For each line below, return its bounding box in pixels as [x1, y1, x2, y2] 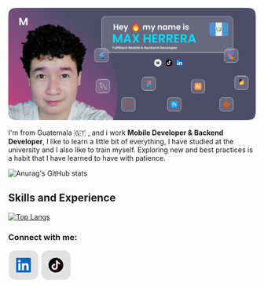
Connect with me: [8, 231, 78, 242]
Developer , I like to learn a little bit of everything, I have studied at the [8, 136, 234, 146]
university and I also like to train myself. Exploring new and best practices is [8, 145, 254, 154]
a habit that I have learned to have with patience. [8, 153, 167, 162]
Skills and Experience [8, 191, 116, 205]
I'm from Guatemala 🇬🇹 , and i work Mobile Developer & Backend [8, 128, 224, 137]
